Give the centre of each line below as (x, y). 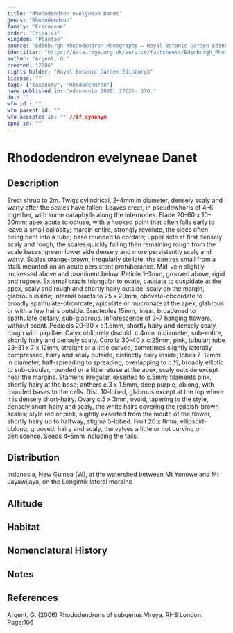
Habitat (24, 527)
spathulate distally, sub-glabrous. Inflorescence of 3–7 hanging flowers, (110, 318)
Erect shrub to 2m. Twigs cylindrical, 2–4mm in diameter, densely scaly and (115, 200)
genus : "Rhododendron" (40, 20)
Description (33, 184)
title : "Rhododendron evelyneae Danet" (65, 14)
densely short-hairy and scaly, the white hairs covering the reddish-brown (113, 406)
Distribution (34, 458)
